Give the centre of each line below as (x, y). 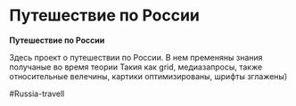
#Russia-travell (37, 94)
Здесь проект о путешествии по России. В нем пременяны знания (136, 57)
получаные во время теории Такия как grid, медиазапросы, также (136, 67)
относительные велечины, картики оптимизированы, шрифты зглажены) (148, 76)
